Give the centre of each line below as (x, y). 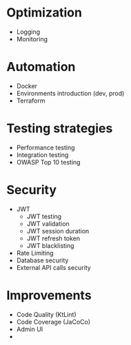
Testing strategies (60, 128)
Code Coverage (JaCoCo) (53, 322)
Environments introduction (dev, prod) (70, 93)
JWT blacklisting (50, 245)
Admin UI (30, 329)
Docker (27, 86)
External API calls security (53, 267)
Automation (41, 67)
